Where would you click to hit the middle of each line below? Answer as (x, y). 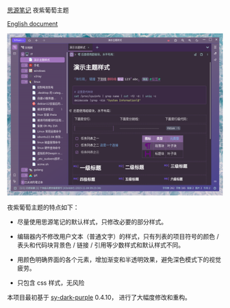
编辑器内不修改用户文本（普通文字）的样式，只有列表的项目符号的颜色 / (118, 236)
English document (33, 24)
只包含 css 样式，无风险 (51, 283)
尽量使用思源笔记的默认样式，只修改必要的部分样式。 (92, 222)
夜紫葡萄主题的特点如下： (43, 207)
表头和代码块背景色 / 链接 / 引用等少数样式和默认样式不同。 (101, 245)
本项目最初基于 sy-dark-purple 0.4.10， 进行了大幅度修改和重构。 (99, 297)
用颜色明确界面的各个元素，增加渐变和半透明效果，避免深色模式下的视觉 (119, 260)
